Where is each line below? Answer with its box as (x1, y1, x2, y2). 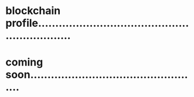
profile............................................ (5, 16, 189, 30)
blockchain (5, 4, 61, 18)
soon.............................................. (5, 68, 188, 81)
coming (5, 56, 43, 69)
